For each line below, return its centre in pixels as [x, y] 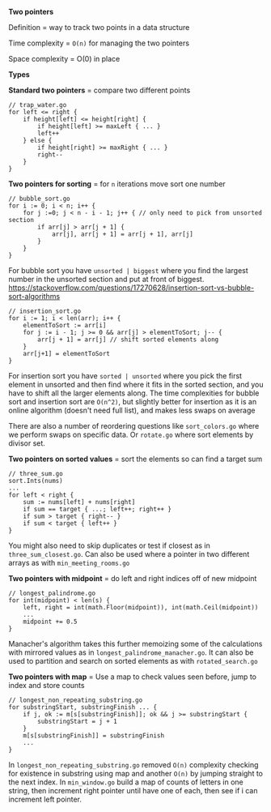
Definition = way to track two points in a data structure [99, 27]
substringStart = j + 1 [77, 721]
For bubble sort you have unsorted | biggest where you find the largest [128, 270]
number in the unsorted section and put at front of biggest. [106, 279]
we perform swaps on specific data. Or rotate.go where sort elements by [131, 434]
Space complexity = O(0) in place [64, 59]
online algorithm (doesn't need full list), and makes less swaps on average [132, 410]
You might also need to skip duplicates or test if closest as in [109, 545]
